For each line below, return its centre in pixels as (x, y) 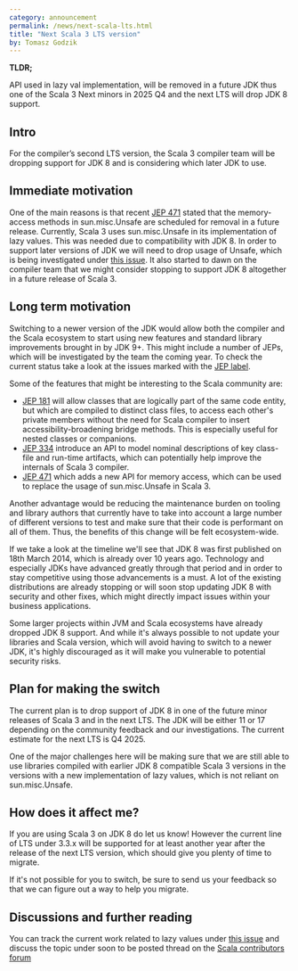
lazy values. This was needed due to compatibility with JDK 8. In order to (143, 241)
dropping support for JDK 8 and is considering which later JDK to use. (138, 163)
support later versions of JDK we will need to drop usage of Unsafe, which (146, 250)
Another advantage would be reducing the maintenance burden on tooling (145, 503)
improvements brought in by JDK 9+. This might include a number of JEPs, (146, 347)
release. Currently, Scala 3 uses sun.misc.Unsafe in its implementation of (143, 231)
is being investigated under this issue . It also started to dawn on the (133, 259)
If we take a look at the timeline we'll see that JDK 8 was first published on (145, 548)
